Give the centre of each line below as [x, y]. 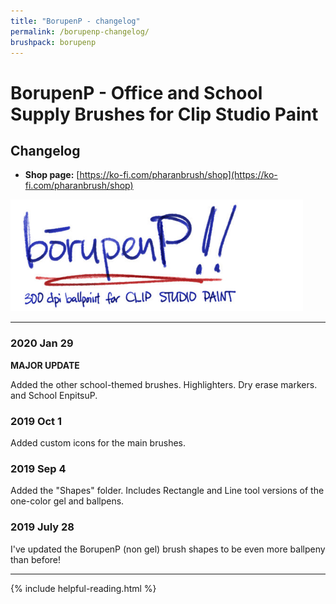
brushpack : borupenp [53, 42]
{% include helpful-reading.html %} [83, 588]
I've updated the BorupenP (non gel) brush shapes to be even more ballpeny [168, 549]
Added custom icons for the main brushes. [98, 442]
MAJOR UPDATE [45, 365]
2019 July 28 [42, 527]
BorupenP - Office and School [136, 92]
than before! [36, 559]
